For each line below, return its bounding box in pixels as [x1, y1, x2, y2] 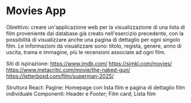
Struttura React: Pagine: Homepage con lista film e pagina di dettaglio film [6, 84, 185, 91]
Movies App [6, 4, 66, 18]
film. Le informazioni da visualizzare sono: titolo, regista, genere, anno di [6, 42, 182, 49]
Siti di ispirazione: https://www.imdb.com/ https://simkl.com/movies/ [6, 60, 172, 67]
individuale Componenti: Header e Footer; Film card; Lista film [6, 90, 156, 97]
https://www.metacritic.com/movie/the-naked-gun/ [6, 66, 130, 73]
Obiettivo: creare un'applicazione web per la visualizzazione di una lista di [6, 24, 185, 31]
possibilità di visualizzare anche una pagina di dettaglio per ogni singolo [6, 36, 180, 43]
